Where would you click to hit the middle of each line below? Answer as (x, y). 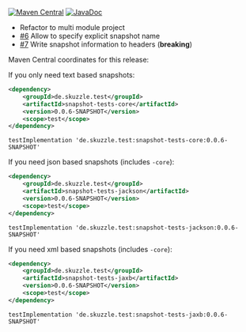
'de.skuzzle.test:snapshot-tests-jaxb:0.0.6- (151, 315)
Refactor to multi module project (72, 27)
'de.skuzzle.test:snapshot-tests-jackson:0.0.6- (157, 228)
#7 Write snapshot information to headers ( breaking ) (106, 44)
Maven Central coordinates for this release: (79, 60)
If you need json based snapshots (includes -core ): (91, 162)
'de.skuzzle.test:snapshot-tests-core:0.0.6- (151, 141)
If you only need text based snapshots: (72, 75)
